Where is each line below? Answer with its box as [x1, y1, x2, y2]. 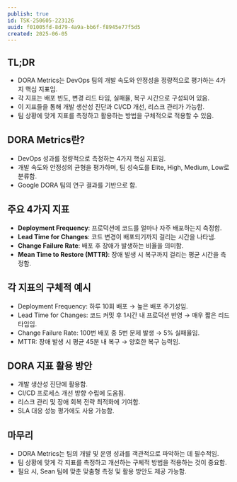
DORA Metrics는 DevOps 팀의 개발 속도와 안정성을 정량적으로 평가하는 [17, 76, 214, 85]
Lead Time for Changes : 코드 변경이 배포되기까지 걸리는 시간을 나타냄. [17, 232, 216, 241]
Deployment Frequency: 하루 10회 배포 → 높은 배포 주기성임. [17, 302, 189, 310]
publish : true [7, 10, 50, 18]
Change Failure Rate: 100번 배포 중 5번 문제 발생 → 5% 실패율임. [17, 328, 200, 337]
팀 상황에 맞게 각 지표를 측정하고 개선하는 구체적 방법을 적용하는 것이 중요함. [17, 458, 228, 467]
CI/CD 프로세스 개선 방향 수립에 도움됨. [17, 389, 126, 397]
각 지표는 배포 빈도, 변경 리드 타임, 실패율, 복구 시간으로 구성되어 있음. [17, 93, 210, 103]
